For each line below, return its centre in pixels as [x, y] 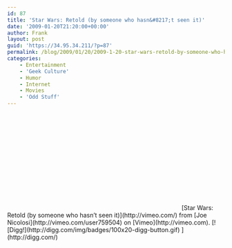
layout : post [26, 39]
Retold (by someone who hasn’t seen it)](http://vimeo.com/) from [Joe [107, 215]
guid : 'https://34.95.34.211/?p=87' [60, 46]
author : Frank [28, 33]
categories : [24, 59]
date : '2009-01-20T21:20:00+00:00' [58, 26]
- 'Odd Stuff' [40, 97]
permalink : [23, 53]
